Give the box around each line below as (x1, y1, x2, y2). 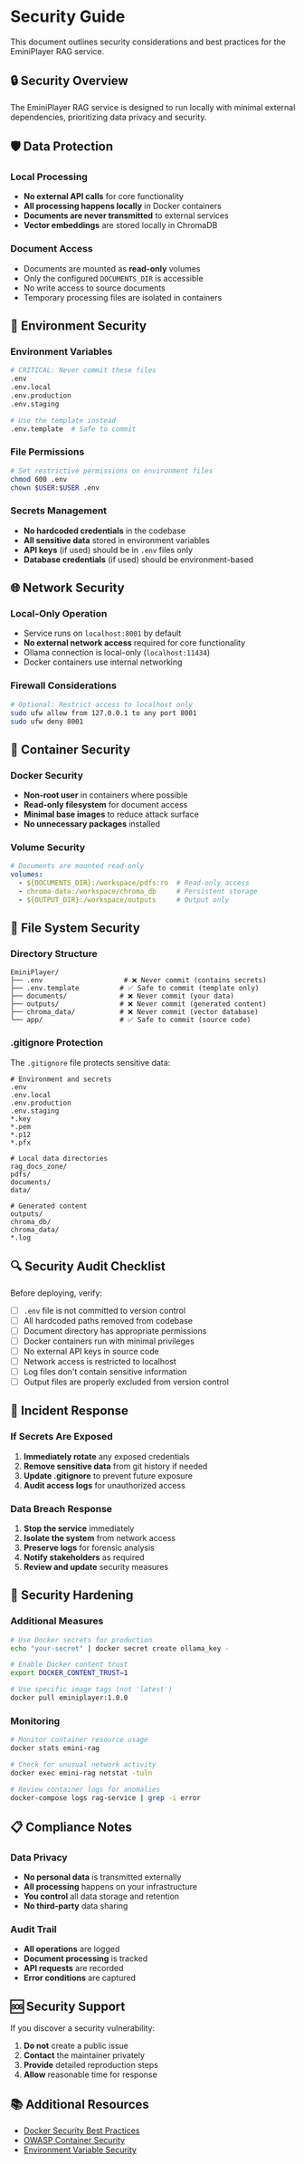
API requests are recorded (23, 1963, 124, 1974)
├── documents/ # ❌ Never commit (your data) (10, 991, 234, 1001)
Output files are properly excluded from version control (23, 1376, 230, 1387)
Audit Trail (10, 1923, 57, 1936)
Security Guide (10, 6, 126, 27)
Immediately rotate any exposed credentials (23, 1451, 190, 1461)
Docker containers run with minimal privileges (23, 1336, 195, 1346)
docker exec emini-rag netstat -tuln (10, 1768, 153, 1777)
